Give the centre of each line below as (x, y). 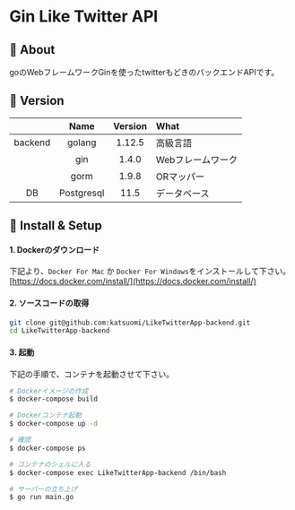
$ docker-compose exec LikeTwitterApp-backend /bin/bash (118, 472)
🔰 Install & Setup (56, 226)
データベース (182, 193)
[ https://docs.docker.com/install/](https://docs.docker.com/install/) (133, 281)
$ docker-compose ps (48, 448)
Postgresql (82, 193)
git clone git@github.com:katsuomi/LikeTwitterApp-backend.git (130, 323)
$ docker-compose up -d (54, 424)
